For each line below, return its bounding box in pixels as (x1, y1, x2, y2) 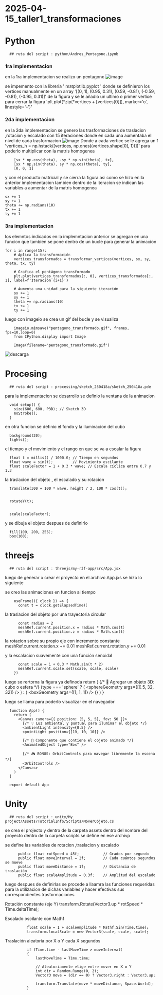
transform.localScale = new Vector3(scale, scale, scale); (26, 929, 149, 934)
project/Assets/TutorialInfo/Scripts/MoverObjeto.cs (5, 819, 114, 824)
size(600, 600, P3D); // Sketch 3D (14, 406, 86, 411)
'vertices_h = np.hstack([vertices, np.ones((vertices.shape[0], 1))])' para (5, 143, 150, 148)
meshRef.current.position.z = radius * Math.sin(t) (18, 629, 125, 634)
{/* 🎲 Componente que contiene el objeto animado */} (22, 738, 134, 743)
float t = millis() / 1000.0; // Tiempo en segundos (9, 455, 119, 460)
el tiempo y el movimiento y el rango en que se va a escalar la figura (5, 446, 142, 452)
